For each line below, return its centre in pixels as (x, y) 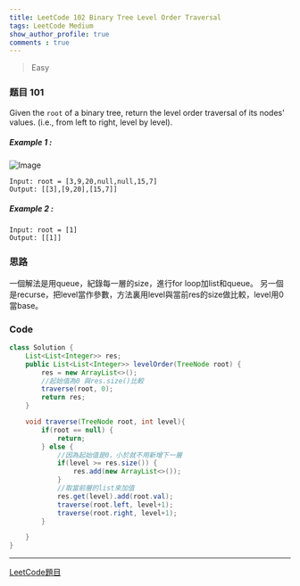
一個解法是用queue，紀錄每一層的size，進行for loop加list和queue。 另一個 (146, 283)
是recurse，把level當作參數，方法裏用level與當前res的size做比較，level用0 (146, 294)
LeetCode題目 (35, 573)
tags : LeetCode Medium (51, 26)
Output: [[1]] (36, 238)
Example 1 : (31, 143)
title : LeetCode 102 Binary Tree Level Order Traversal (115, 17)
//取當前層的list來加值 (96, 488)
